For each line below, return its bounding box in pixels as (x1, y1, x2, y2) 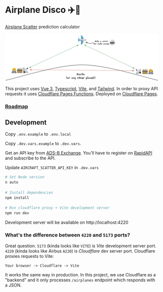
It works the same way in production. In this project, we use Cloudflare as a (5, 272, 156, 277)
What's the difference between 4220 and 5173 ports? (5, 232, 130, 238)
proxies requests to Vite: (5, 253, 54, 259)
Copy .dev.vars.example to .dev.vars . (5, 140, 81, 147)
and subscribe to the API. (5, 155, 56, 161)
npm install (5, 195, 29, 200)
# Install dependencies (5, 190, 54, 195)
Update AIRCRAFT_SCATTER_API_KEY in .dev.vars (5, 165, 99, 171)
